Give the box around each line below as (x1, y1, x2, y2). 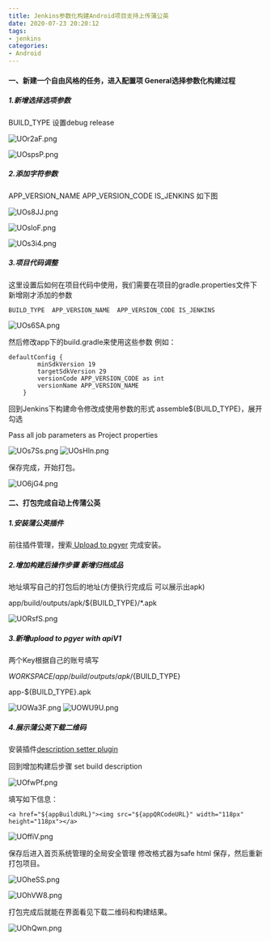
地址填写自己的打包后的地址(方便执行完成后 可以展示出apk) (8, 582, 205, 591)
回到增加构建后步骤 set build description (8, 761, 143, 771)
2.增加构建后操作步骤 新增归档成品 (8, 560, 124, 570)
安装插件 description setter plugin (8, 744, 119, 753)
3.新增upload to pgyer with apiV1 (8, 633, 122, 643)
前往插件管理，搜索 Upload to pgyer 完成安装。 (8, 540, 166, 550)
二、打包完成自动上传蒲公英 (8, 498, 101, 508)
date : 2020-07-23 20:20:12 (8, 19, 100, 28)
